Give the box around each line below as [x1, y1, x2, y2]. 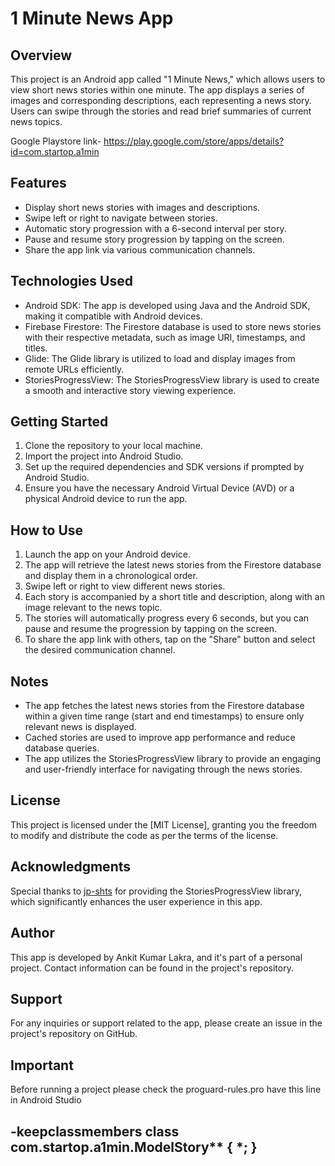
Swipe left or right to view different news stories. [24, 580, 226, 592]
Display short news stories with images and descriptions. [24, 201, 261, 213]
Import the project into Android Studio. [24, 450, 184, 462]
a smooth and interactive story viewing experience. [24, 384, 237, 396]
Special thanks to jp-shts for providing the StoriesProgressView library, [10, 885, 303, 897]
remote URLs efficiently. [24, 363, 125, 375]
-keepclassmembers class [10, 1123, 180, 1140]
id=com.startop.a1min [10, 146, 100, 157]
